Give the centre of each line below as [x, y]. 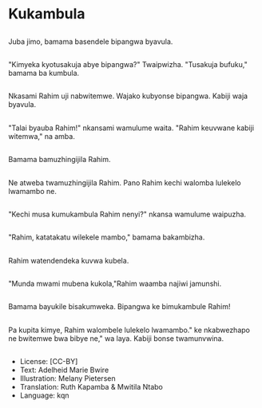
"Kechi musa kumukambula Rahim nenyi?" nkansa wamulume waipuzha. [127, 214]
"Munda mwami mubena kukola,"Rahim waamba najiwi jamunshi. [115, 283]
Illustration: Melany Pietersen [67, 378]
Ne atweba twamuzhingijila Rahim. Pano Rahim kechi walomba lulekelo [125, 182]
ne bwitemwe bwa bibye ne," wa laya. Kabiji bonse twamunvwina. [116, 338]
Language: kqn [44, 395]
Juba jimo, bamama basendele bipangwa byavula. [91, 42]
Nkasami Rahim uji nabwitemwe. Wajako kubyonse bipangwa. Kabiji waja [128, 96]
